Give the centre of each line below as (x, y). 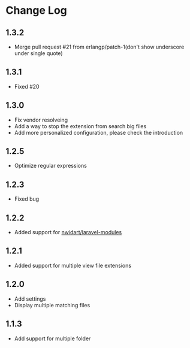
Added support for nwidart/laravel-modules (68, 232)
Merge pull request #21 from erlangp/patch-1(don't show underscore (99, 47)
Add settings (30, 299)
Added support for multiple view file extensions (73, 265)
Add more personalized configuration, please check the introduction (99, 132)
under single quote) (39, 53)
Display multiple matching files (52, 305)
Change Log (36, 10)
